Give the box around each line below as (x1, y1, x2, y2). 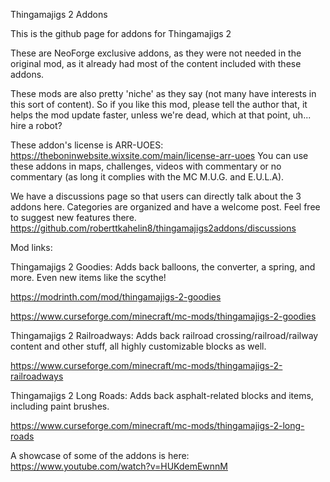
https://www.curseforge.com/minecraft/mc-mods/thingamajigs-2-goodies (10, 310, 317, 322)
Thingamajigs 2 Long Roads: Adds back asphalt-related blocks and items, (10, 390, 314, 401)
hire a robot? (10, 120, 63, 131)
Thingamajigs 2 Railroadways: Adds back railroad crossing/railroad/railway (10, 330, 319, 341)
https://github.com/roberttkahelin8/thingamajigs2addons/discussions (10, 222, 297, 234)
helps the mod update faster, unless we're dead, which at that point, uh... (10, 109, 312, 121)
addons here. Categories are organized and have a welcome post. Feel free (10, 201, 321, 213)
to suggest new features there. (10, 212, 137, 223)
